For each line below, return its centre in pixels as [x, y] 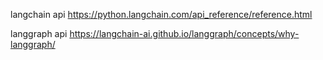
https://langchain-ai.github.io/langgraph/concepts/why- [184, 33]
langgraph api [39, 33]
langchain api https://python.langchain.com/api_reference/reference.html [161, 14]
